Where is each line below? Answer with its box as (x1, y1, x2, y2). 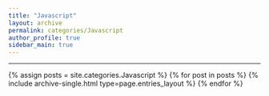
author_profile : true (8, 33, 81, 42)
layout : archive (8, 19, 62, 27)
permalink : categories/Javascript (8, 26, 124, 34)
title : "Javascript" (8, 11, 78, 20)
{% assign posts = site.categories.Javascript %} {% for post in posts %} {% (8, 71, 259, 80)
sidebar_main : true (8, 41, 74, 49)
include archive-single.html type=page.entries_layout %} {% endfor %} (8, 79, 243, 88)
